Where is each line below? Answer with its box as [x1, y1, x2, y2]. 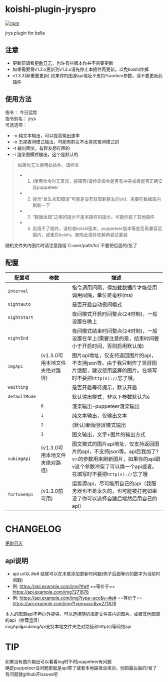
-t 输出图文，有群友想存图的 [12, 145, 70, 151]
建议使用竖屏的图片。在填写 [91, 367, 157, 374]
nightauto [7, 301, 31, 307]
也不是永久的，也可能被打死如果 [81, 488, 157, 495]
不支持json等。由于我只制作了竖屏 [71, 360, 152, 367]
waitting [7, 384, 28, 390]
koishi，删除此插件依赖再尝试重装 [58, 232, 128, 238]
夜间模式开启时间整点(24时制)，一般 [71, 310, 158, 317]
